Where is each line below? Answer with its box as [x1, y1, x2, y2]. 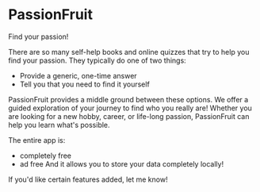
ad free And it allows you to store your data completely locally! [19, 159, 224, 168]
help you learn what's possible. [8, 120, 110, 129]
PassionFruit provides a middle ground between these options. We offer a [8, 94, 249, 104]
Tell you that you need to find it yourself [19, 79, 151, 89]
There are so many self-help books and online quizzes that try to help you [8, 47, 250, 56]
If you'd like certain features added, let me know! [8, 175, 168, 184]
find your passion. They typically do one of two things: [8, 56, 186, 65]
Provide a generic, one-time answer [19, 71, 137, 80]
